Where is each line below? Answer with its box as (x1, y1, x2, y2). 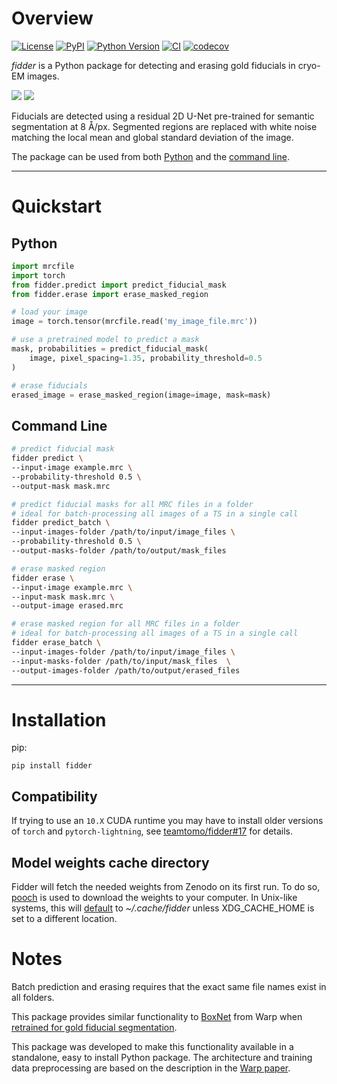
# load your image (11, 307, 88, 317)
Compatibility (11, 788, 98, 805)
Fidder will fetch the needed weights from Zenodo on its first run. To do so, (11, 881, 321, 893)
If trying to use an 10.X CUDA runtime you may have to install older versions (11, 815, 324, 827)
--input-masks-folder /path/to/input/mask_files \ (11, 656, 231, 666)
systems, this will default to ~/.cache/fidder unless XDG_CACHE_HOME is (11, 902, 315, 914)
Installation (11, 708, 107, 731)
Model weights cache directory (11, 854, 210, 871)
